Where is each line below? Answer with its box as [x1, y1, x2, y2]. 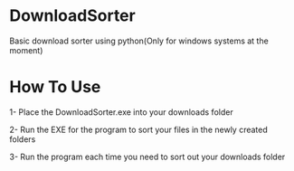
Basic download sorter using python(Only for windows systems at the [9, 35, 269, 46]
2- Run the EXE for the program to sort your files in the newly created [9, 124, 269, 135]
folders [9, 133, 36, 145]
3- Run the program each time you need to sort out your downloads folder [9, 151, 286, 162]
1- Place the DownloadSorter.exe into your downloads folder [9, 106, 233, 118]
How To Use [9, 77, 101, 98]
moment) [9, 44, 43, 55]
